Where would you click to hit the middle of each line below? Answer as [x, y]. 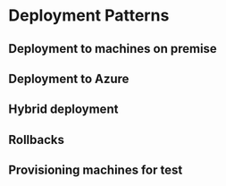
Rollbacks [36, 139]
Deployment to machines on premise [113, 49]
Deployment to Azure [69, 78]
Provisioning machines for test [96, 170]
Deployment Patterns [89, 16]
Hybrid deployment [63, 110]
